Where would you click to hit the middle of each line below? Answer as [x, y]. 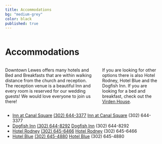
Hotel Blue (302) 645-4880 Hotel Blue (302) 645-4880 [68, 137]
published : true [22, 23]
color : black [18, 19]
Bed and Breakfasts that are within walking [49, 75]
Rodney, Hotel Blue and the [130, 81]
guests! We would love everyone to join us [48, 96]
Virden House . [117, 102]
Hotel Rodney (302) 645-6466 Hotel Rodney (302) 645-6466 [75, 131]
